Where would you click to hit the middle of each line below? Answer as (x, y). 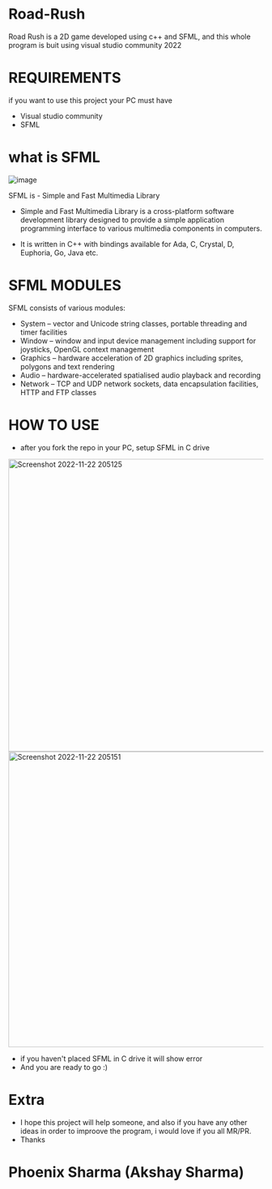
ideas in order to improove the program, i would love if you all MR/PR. (136, 1131)
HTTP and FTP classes (58, 392)
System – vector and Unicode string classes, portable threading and (134, 323)
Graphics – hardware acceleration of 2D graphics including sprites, (132, 358)
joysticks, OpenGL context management (87, 349)
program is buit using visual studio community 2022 (95, 45)
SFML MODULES (65, 285)
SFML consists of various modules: (67, 308)
